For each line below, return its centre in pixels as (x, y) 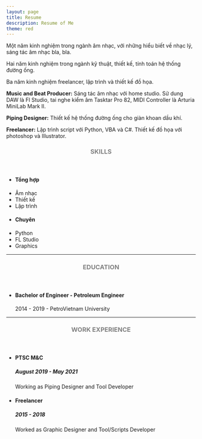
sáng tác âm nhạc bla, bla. (39, 52)
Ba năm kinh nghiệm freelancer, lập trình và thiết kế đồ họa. (80, 82)
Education (101, 267)
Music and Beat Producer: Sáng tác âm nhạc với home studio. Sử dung (95, 93)
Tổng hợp (27, 180)
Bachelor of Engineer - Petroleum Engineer (69, 295)
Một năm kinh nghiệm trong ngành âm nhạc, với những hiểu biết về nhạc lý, (99, 46)
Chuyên (25, 220)
